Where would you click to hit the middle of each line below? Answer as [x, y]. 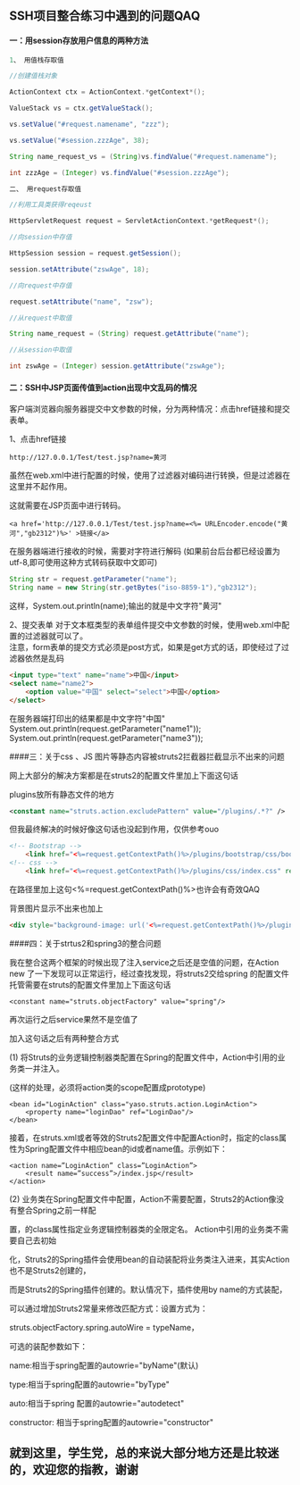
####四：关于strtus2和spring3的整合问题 [85, 943]
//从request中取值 [41, 318]
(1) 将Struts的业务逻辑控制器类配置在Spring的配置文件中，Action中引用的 [144, 1057]
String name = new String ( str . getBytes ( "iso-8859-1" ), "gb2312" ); [133, 588]
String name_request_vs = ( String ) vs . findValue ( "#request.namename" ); [143, 156]
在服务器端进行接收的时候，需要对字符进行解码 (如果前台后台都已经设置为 [145, 551]
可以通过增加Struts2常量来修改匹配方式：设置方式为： [108, 1308]
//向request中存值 [41, 285]
